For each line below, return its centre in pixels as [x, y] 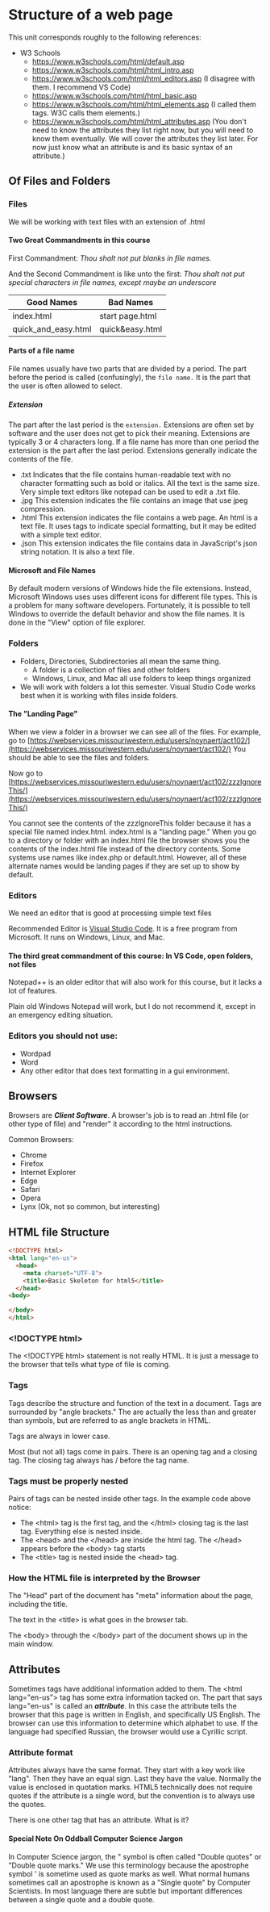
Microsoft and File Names [52, 570]
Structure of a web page [91, 15]
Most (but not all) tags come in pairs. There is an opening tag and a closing [133, 1451]
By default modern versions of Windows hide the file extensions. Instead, [130, 588]
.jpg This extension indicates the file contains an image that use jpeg [134, 500]
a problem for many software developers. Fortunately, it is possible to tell [129, 605]
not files [23, 964]
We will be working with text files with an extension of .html [107, 222]
